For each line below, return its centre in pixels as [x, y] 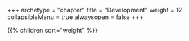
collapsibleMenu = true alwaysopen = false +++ [75, 17]
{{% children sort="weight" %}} [53, 30]
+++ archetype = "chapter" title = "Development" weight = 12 [95, 10]
